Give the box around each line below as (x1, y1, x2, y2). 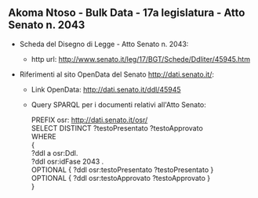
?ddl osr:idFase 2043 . (31, 157, 104, 166)
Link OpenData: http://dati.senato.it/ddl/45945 (31, 85, 182, 94)
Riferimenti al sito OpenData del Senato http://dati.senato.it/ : (19, 70, 214, 79)
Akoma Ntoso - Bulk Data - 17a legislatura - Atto (8, 6, 245, 20)
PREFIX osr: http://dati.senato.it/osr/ (31, 115, 148, 124)
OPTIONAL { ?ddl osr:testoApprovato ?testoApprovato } (31, 173, 211, 182)
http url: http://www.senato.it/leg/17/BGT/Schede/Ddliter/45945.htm (31, 54, 251, 63)
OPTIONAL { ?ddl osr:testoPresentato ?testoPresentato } (31, 164, 214, 175)
